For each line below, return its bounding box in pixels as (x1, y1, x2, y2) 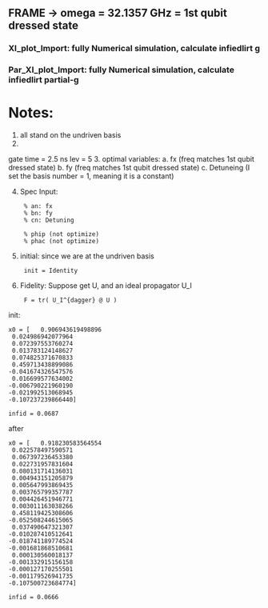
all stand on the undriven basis (19, 130, 122, 140)
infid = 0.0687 (8, 410, 59, 418)
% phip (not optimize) (23, 230, 100, 238)
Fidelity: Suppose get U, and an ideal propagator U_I (19, 281, 192, 290)
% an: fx (23, 202, 54, 210)
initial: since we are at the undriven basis (19, 251, 154, 261)
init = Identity (23, 267, 78, 275)
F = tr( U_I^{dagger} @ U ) (23, 296, 118, 305)
